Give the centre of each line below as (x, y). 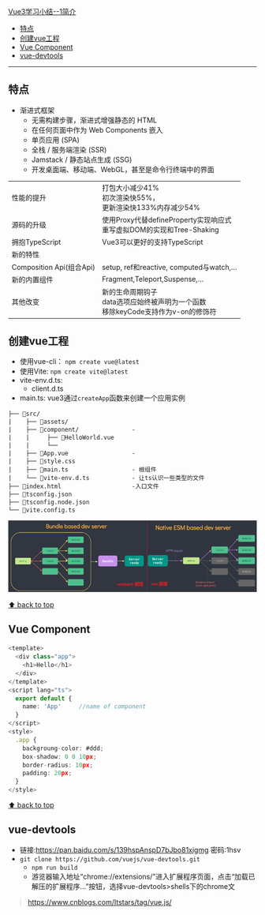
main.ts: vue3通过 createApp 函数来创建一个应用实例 (102, 398)
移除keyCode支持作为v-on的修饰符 (159, 312)
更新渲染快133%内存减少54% (151, 207)
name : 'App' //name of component (84, 707)
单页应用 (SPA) (56, 140)
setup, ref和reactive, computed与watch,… (170, 267)
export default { (44, 698)
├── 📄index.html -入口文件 (84, 487)
